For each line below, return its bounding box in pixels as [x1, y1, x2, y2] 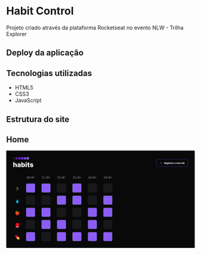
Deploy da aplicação [6, 48, 84, 58]
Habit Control [6, 4, 74, 18]
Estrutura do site [6, 114, 70, 124]
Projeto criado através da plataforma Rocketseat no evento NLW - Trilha [6, 24, 184, 31]
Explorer [6, 30, 27, 37]
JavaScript [14, 97, 42, 104]
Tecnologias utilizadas [6, 68, 92, 78]
